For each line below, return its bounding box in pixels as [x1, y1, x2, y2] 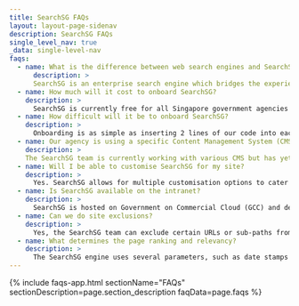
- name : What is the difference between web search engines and [17, 63, 261, 72]
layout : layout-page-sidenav [9, 21, 117, 30]
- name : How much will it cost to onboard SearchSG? [17, 87, 217, 96]
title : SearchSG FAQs [9, 12, 90, 22]
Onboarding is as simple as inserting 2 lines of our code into [32, 129, 277, 138]
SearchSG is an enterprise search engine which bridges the [32, 79, 261, 88]
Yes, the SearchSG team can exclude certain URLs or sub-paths [32, 228, 273, 237]
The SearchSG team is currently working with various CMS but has [25, 153, 277, 163]
